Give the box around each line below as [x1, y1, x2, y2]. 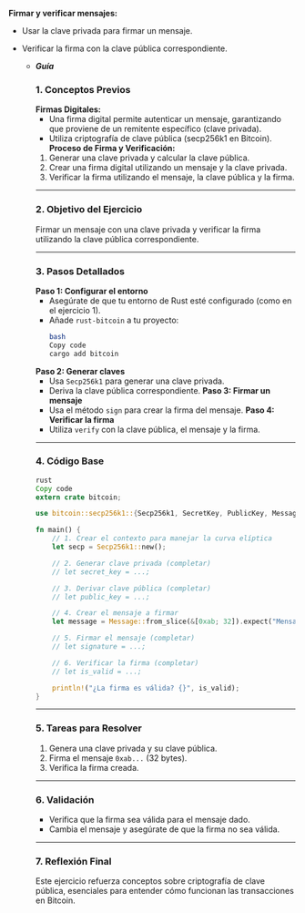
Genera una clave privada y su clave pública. [48, 743, 218, 754]
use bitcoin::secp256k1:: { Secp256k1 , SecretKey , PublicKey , [35, 509, 269, 518]
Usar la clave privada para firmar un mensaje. [21, 26, 193, 36]
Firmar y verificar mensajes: [8, 8, 117, 18]
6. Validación [35, 793, 95, 805]
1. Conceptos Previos [35, 83, 131, 96]
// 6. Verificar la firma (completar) [52, 658, 199, 668]
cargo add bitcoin [48, 349, 119, 358]
